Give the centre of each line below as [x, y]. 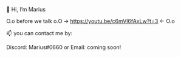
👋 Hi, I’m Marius [26, 9]
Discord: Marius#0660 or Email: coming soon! [64, 47]
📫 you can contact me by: [39, 33]
